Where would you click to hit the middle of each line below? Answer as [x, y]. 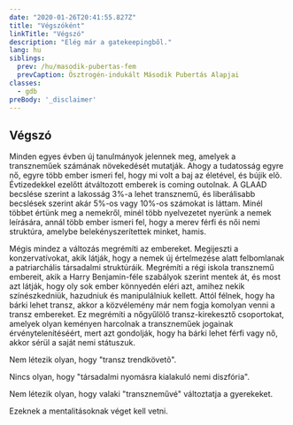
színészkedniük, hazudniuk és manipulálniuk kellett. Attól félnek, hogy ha [142, 296]
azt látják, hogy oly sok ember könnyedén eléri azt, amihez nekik [127, 286]
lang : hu [25, 50]
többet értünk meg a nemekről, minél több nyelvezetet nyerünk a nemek [140, 213]
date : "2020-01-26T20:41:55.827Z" [73, 17]
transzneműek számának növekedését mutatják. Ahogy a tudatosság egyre [146, 166]
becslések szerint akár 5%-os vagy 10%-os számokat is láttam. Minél [136, 203]
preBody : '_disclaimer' [53, 99]
